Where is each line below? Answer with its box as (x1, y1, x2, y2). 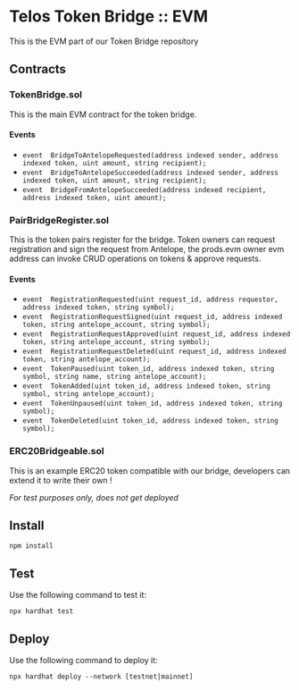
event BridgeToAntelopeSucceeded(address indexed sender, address (21, 168, 278, 177)
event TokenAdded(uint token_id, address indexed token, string (21, 382, 270, 391)
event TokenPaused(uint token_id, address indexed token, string (21, 365, 275, 374)
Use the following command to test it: (9, 590, 147, 601)
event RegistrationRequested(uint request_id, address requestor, (21, 295, 278, 305)
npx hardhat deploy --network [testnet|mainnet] (9, 672, 194, 681)
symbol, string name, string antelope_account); (21, 373, 207, 382)
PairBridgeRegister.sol (9, 214, 110, 226)
